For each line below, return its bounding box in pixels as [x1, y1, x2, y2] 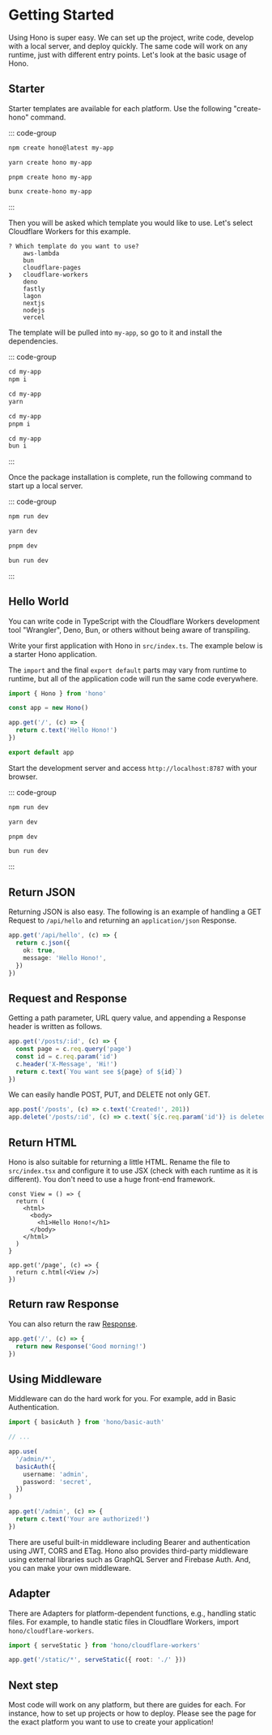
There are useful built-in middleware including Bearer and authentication [8, 1537, 251, 1547]
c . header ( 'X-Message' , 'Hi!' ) [15, 1060, 117, 1068]
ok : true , [23, 946, 57, 954]
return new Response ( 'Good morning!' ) [15, 1342, 147, 1350]
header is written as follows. [8, 1022, 103, 1032]
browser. [8, 772, 38, 781]
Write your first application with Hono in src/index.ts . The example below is [8, 640, 263, 651]
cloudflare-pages [23, 264, 82, 272]
